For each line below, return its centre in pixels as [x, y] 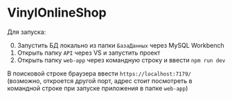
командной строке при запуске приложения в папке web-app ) [98, 88]
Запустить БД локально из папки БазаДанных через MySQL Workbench [121, 45]
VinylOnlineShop [57, 13]
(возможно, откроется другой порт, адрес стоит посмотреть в [100, 80]
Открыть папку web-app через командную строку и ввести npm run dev [121, 60]
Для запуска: [27, 32]
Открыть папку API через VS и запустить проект [89, 53]
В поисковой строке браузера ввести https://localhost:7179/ [99, 73]
